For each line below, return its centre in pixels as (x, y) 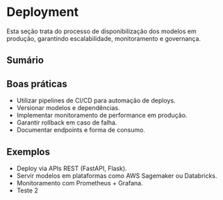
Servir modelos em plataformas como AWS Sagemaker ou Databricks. (117, 175)
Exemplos (28, 152)
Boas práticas (37, 84)
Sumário (25, 61)
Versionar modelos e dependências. (68, 108)
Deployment (43, 12)
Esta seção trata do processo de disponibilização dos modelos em (102, 31)
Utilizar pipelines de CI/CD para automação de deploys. (96, 100)
